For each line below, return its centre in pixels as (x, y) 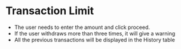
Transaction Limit (50, 11)
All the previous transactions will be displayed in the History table (95, 40)
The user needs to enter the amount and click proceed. (82, 27)
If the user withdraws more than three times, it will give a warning (95, 33)
